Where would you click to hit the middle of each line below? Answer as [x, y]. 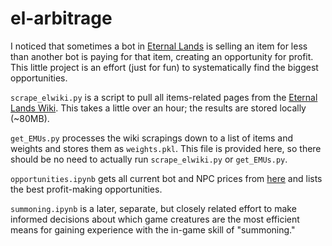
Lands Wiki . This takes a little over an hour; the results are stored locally [158, 108]
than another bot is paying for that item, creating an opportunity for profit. [162, 56]
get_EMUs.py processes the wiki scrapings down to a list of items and [152, 138]
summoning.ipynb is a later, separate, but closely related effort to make [153, 208]
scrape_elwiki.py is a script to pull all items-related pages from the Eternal [164, 97]
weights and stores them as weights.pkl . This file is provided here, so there [166, 148]
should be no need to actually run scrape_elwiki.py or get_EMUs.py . [149, 159]
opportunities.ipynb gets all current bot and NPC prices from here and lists [166, 178]
